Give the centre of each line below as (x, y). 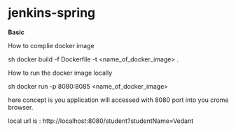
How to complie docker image (51, 45)
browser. (21, 107)
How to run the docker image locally (60, 73)
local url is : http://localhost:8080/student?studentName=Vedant (101, 121)
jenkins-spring (52, 13)
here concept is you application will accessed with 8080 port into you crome (118, 100)
